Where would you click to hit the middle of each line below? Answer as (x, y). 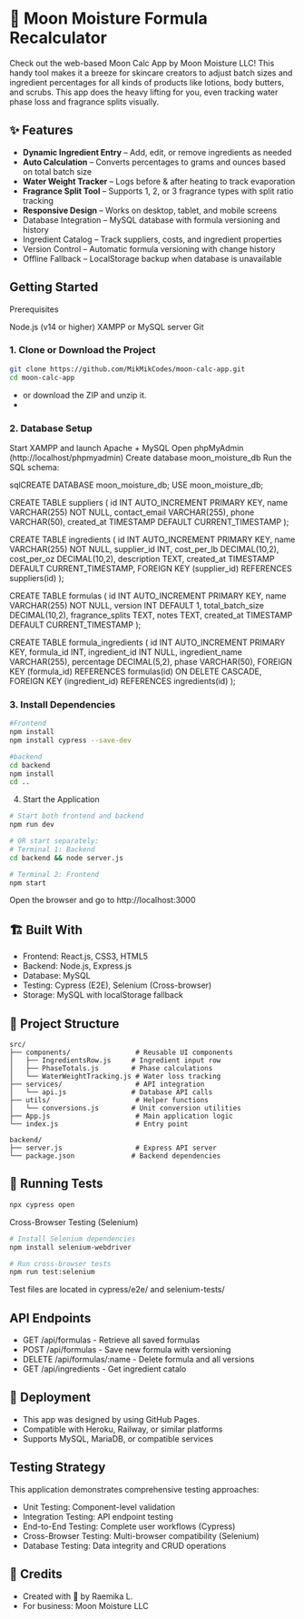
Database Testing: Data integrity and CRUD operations (124, 1545)
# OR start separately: (54, 841)
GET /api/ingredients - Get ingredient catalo (104, 1369)
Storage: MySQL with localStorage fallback (103, 995)
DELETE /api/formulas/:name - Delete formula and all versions (138, 1360)
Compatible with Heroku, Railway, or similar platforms (123, 1429)
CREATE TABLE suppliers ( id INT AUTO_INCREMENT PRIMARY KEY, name (149, 502)
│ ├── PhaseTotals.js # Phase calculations (111, 1069)
